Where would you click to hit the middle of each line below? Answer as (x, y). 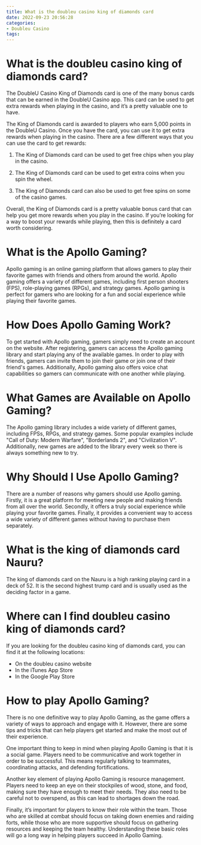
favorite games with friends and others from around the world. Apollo (92, 275)
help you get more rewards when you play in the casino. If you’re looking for (100, 215)
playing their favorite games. (41, 301)
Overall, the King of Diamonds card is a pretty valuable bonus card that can (99, 209)
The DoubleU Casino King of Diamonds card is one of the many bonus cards (100, 93)
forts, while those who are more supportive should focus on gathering (92, 822)
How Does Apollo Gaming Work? (89, 325)
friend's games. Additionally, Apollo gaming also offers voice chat (87, 367)
